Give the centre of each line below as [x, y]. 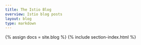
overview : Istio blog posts [34, 14]
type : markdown [21, 23]
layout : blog [18, 19]
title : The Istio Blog [28, 10]
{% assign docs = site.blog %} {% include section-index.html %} [71, 37]
